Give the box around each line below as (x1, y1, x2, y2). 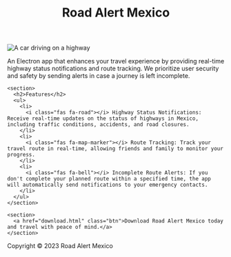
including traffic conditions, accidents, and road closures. (7, 121, 190, 128)
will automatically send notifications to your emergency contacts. (7, 181, 208, 189)
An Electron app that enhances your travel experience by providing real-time (7, 57, 225, 65)
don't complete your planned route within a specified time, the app (7, 176, 212, 183)
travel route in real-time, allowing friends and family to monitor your (7, 145, 224, 152)
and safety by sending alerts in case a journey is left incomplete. (7, 72, 190, 80)
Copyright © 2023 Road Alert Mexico (7, 242, 114, 250)
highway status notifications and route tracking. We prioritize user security (7, 64, 219, 73)
